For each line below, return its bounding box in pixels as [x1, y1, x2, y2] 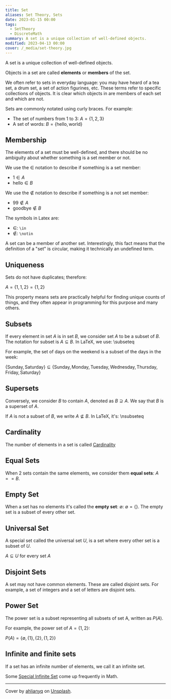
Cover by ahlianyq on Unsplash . [5, 688, 72, 694]
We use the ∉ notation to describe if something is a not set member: [5, 190, 149, 196]
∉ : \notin [12, 231, 33, 237]
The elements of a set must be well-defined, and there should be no [5, 149, 148, 155]
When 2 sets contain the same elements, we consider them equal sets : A [5, 470, 159, 476]
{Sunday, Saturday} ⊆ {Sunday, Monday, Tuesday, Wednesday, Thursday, [5, 364, 158, 370]
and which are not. [5, 96, 45, 102]
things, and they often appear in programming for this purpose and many [5, 300, 158, 306]
